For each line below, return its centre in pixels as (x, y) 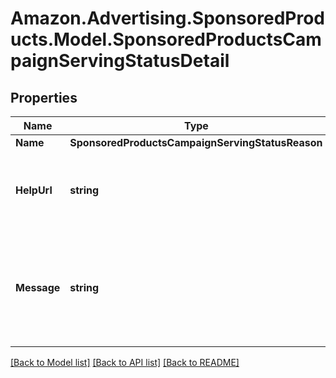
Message (38, 287)
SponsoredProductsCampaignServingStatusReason (196, 142)
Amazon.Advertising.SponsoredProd (168, 18)
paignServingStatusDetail (120, 61)
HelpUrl (34, 190)
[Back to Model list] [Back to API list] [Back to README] (125, 362)
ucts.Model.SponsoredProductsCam (166, 39)
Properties (44, 97)
